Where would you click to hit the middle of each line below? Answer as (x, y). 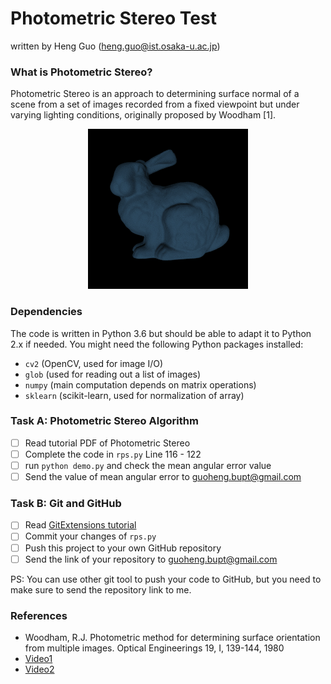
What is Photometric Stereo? (81, 72)
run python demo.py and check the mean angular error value (148, 465)
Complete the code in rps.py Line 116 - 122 (113, 454)
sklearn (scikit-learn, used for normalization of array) (134, 395)
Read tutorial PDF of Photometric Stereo (107, 443)
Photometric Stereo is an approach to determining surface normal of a (155, 94)
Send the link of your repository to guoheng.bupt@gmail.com (151, 559)
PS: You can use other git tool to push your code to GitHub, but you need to (166, 579)
